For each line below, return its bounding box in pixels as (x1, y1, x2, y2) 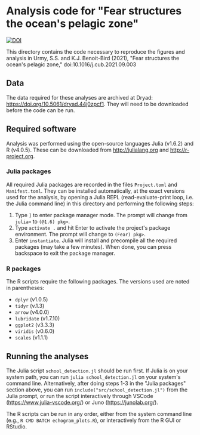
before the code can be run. (6, 106, 75, 114)
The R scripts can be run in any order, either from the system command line (6, 410, 192, 417)
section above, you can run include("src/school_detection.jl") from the (6, 386, 188, 393)
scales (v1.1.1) (14, 334, 48, 341)
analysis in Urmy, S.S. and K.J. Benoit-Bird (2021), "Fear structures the (6, 54, 180, 61)
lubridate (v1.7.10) (14, 315, 60, 322)
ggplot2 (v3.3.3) (14, 321, 55, 329)
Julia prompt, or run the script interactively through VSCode (6, 392, 153, 399)
